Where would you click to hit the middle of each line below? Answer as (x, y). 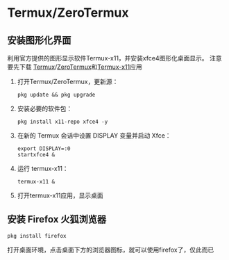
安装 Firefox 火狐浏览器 (57, 219)
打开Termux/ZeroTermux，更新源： (68, 82)
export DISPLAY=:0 (44, 149)
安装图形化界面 (39, 40)
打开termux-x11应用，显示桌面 (60, 195)
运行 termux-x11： (43, 169)
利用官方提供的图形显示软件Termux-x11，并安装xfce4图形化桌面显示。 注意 (114, 58)
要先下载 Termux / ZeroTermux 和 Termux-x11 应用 (75, 67)
